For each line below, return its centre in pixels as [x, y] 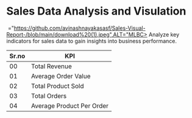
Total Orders [49, 95]
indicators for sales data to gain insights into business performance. [92, 41]
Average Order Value [61, 76]
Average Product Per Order [70, 106]
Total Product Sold [58, 86]
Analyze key [164, 34]
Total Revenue [52, 66]
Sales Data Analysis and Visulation [96, 11]
